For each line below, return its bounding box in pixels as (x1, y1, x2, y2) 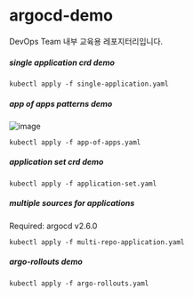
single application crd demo (9, 57, 116, 68)
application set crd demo (9, 157, 104, 168)
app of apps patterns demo (9, 98, 113, 109)
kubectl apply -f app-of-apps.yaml (9, 137, 141, 147)
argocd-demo (9, 5, 114, 26)
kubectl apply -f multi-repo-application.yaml (9, 237, 185, 246)
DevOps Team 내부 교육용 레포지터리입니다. (9, 36, 164, 46)
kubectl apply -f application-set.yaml (9, 179, 157, 188)
